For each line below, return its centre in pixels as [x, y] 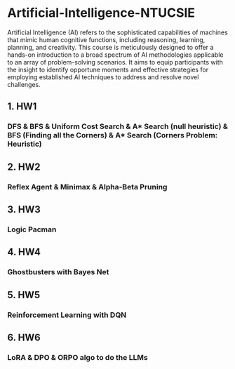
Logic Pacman [32, 229]
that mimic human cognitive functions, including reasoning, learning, [106, 39]
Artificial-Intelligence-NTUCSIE [101, 13]
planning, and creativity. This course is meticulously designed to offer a [110, 47]
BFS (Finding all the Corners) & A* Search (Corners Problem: [113, 135]
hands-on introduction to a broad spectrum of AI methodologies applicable [115, 55]
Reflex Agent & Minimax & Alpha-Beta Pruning [87, 187]
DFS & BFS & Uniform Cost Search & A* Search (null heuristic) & [117, 126]
